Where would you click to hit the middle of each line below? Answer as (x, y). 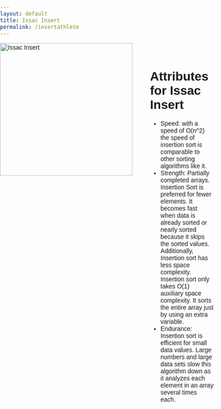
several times (179, 393)
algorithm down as (185, 371)
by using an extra (184, 315)
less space (175, 265)
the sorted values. (185, 244)
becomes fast (179, 209)
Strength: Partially (185, 173)
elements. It (177, 202)
